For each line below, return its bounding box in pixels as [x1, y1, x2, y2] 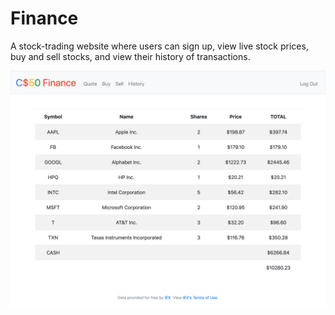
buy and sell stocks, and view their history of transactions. [10, 50, 251, 62]
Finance [10, 7, 79, 30]
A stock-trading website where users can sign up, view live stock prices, [10, 40, 309, 52]
